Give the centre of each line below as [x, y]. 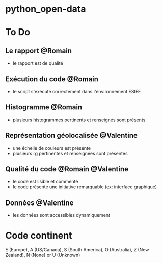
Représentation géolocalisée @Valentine [71, 136]
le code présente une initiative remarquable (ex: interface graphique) [85, 187]
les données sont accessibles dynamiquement [61, 215]
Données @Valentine [39, 203]
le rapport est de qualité [38, 63]
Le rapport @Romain [39, 51]
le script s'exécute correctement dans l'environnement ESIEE [77, 91]
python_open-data [46, 9]
